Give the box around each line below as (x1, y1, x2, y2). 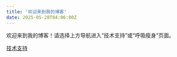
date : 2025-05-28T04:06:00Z (6, 14, 77, 20)
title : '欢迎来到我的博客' (6, 8, 67, 15)
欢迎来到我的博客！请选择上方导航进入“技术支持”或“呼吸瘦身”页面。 (6, 31, 175, 39)
